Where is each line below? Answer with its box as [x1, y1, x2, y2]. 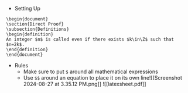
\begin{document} [6, 16, 49, 22]
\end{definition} [6, 46, 49, 52]
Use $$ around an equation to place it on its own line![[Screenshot [23, 74, 183, 81]
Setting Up [14, 5, 41, 12]
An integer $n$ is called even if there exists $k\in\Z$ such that [6, 37, 175, 42]
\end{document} [6, 52, 43, 58]
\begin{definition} [6, 31, 54, 37]
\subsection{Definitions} [6, 26, 69, 32]
